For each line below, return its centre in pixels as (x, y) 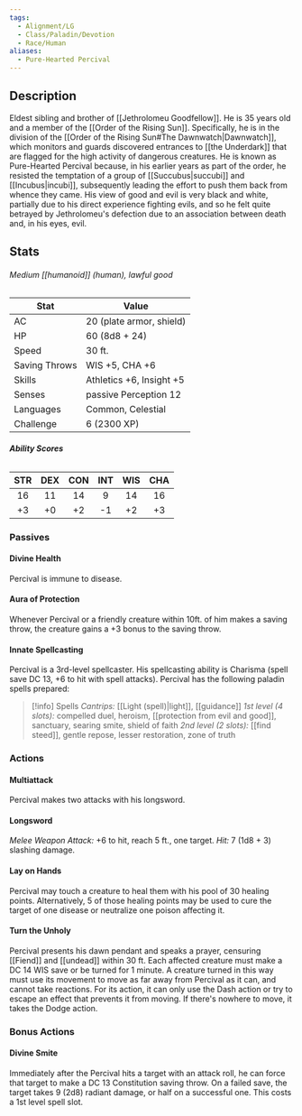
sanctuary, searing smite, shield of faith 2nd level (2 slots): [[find (151, 725)
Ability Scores (37, 448)
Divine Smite (34, 1053)
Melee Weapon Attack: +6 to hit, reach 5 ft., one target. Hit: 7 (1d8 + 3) (141, 841)
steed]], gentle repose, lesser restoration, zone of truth (133, 735)
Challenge (35, 424)
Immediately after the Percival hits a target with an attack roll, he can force (147, 1073)
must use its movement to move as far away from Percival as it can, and (143, 979)
